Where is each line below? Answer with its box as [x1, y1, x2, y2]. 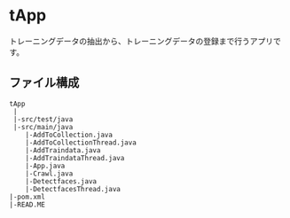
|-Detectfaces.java [25, 176, 98, 186]
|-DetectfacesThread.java [25, 184, 121, 193]
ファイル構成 [9, 75, 80, 90]
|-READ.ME [9, 200, 46, 209]
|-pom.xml [9, 192, 46, 201]
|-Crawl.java [25, 169, 74, 178]
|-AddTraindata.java [25, 145, 101, 155]
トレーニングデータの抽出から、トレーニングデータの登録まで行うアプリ [9, 35, 273, 46]
